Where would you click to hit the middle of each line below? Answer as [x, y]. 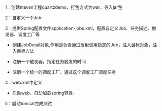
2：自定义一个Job [23, 18]
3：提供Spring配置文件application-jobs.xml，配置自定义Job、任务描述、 [79, 28]
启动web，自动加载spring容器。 [45, 93]
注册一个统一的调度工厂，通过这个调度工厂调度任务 [64, 72]
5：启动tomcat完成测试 [29, 103]
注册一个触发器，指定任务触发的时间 [49, 61]
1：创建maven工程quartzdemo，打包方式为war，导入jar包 [64, 7]
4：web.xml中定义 [24, 82]
